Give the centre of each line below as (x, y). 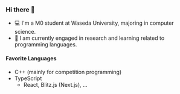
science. (25, 32)
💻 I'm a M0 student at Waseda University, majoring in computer (94, 23)
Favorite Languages (31, 58)
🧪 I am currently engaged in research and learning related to (89, 38)
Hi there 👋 (21, 10)
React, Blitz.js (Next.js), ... (56, 84)
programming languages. (46, 45)
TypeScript (28, 78)
